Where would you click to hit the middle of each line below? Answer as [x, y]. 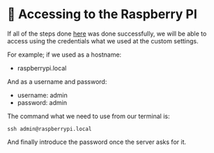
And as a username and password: [57, 81]
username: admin [43, 95]
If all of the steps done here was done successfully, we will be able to [107, 34]
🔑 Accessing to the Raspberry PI [102, 14]
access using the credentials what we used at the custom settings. [103, 41]
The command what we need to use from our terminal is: [89, 116]
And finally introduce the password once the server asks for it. [97, 142]
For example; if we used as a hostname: [64, 54]
